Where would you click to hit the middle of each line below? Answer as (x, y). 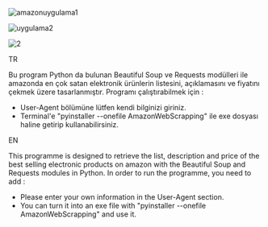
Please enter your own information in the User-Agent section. (122, 197)
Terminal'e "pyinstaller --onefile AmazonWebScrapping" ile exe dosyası (139, 116)
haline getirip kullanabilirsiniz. (69, 124)
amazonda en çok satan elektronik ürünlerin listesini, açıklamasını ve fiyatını (134, 83)
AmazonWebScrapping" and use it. (78, 214)
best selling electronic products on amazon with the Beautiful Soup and (127, 164)
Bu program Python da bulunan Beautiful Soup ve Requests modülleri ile (128, 75)
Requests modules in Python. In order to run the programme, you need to (130, 173)
